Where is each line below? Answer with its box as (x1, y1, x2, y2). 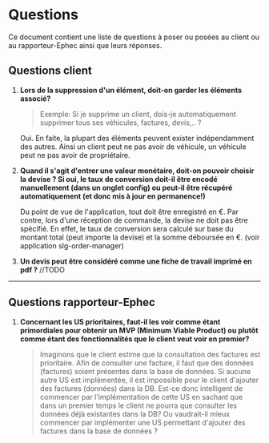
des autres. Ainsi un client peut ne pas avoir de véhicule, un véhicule (19, 142, 247, 151)
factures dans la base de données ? (39, 426, 159, 436)
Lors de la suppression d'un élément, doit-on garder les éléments (19, 85, 243, 95)
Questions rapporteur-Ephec (8, 296, 156, 309)
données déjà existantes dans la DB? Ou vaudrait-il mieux (39, 409, 231, 418)
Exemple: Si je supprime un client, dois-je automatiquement (39, 109, 236, 119)
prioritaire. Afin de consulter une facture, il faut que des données (39, 358, 255, 368)
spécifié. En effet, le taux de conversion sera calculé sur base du (19, 224, 234, 233)
